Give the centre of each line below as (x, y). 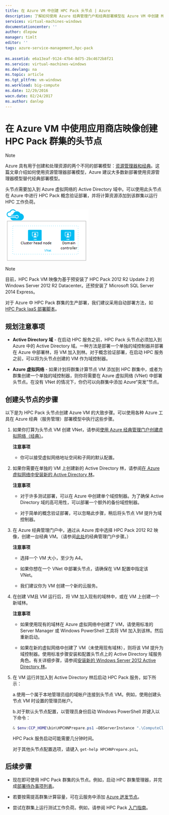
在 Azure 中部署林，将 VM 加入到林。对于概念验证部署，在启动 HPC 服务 (88, 352)
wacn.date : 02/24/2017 (29, 96)
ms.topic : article (24, 75)
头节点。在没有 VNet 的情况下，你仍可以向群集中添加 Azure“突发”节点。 (87, 382)
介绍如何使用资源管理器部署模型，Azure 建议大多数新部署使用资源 (87, 172)
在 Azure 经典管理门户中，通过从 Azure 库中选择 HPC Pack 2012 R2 (82, 530)
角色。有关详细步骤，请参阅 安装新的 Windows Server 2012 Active (88, 660)
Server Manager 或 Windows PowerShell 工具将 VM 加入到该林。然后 (92, 631)
